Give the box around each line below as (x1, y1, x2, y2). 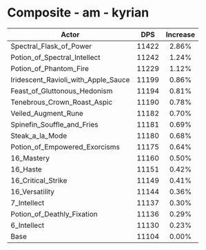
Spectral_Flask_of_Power (10, 41, 92, 51)
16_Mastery (10, 153, 50, 163)
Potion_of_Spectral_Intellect (10, 52, 101, 62)
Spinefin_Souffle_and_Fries (10, 119, 99, 129)
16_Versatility (10, 187, 55, 196)
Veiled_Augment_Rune (10, 108, 84, 118)
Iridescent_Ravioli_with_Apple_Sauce (10, 74, 130, 84)
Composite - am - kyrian (7, 5, 150, 21)
